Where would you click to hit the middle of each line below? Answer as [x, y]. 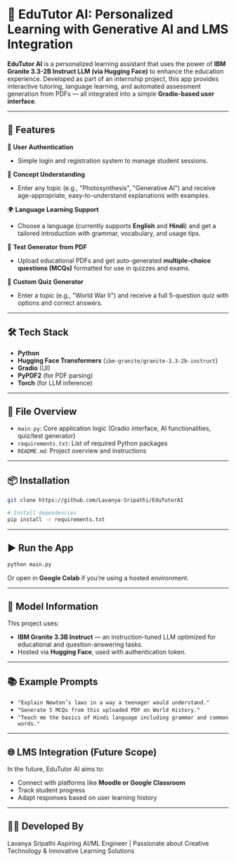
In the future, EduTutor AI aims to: [56, 769]
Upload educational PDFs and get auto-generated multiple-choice [114, 261]
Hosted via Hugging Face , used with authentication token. [102, 652]
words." [28, 724]
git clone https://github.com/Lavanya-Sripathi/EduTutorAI [96, 500]
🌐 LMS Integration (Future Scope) [82, 752]
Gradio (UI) [34, 368]
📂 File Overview [42, 411]
